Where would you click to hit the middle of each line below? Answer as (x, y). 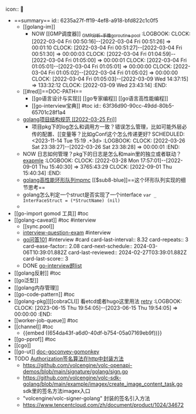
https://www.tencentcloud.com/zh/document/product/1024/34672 (103, 405)
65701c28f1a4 (48, 112)
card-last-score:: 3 (45, 258)
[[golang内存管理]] (36, 288)
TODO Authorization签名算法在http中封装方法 (69, 358)
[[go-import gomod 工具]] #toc (51, 213)
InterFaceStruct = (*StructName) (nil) (72, 201)
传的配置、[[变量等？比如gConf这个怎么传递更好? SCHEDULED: (108, 134)
